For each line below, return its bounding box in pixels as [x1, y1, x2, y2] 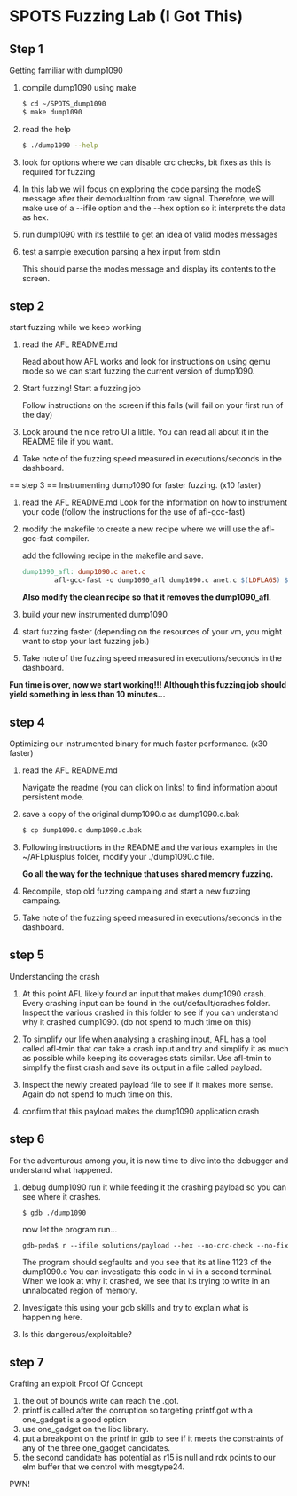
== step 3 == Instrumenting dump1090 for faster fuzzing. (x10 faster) [9, 480, 262, 491]
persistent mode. [21, 791, 84, 802]
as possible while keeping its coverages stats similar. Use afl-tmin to [21, 1052, 272, 1063]
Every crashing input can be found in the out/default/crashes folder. [21, 997, 270, 1008]
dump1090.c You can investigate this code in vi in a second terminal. [21, 1266, 273, 1277]
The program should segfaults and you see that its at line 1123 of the [21, 1257, 272, 1268]
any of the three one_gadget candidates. [21, 1443, 171, 1453]
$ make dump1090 [21, 107, 82, 116]
